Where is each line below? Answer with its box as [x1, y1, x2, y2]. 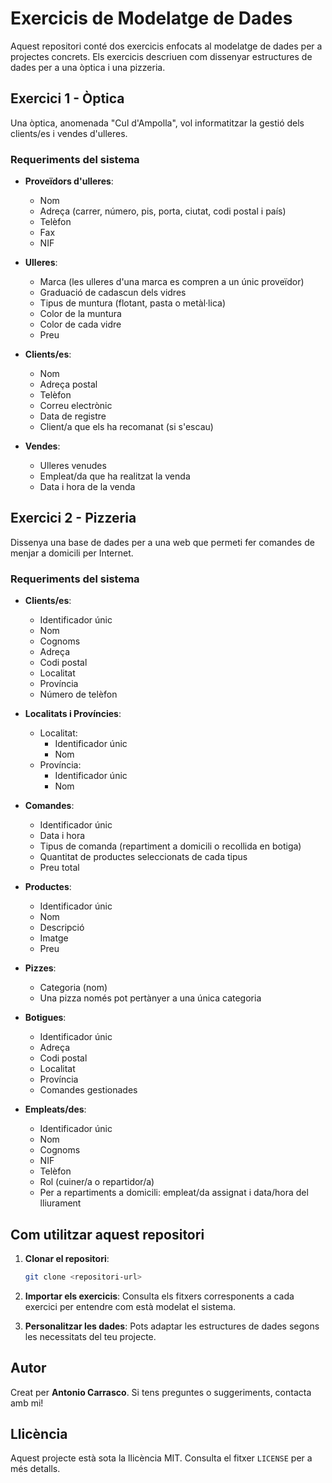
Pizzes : [24, 962, 57, 974]
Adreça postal [39, 378, 98, 391]
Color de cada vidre [39, 318, 122, 331]
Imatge [39, 932, 69, 944]
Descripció [39, 922, 85, 934]
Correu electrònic [39, 400, 113, 412]
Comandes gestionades [39, 1084, 138, 1096]
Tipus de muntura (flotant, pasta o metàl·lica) [39, 297, 226, 309]
